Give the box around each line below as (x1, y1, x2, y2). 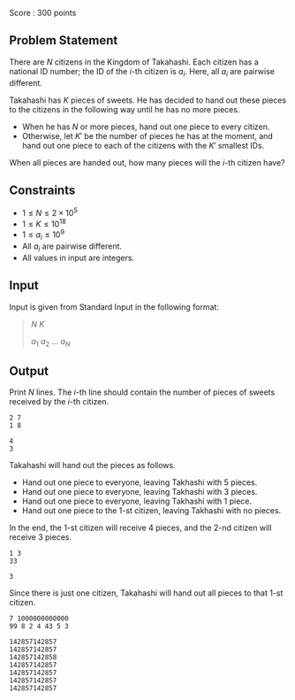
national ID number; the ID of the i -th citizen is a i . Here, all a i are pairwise (9, 65, 276, 79)
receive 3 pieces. (9, 532, 72, 542)
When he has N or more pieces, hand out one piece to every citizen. (21, 121, 270, 132)
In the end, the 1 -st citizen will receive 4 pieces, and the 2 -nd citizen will (9, 522, 272, 534)
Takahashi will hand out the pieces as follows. (9, 460, 176, 471)
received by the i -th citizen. (9, 396, 110, 407)
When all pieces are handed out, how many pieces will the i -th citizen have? (9, 157, 285, 167)
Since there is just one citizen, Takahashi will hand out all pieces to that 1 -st (9, 588, 284, 598)
